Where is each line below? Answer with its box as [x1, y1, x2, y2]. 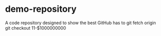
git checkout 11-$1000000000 [5, 25, 66, 31]
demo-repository [5, 3, 77, 15]
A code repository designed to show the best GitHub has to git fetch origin [5, 20, 156, 26]
